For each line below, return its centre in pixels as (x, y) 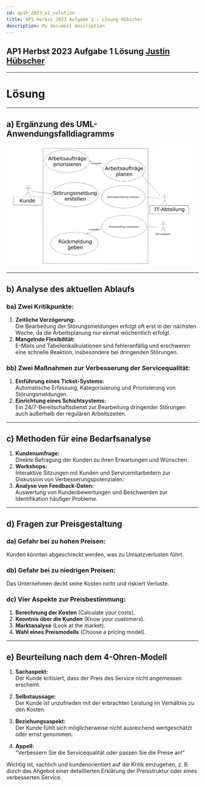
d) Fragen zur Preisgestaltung (64, 524)
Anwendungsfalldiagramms (60, 133)
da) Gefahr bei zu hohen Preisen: (56, 541)
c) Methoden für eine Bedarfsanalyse (79, 439)
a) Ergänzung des (41, 124)
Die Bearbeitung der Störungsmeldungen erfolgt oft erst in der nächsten (106, 326)
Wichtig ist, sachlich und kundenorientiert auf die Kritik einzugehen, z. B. (98, 765)
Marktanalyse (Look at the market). (60, 625)
